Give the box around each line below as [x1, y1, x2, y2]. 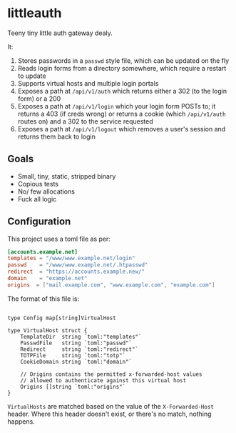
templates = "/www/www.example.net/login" [7, 255, 135, 262]
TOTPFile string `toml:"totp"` [20, 352, 126, 359]
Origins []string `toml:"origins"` [20, 383, 126, 390]
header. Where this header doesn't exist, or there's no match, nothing [7, 409, 212, 418]
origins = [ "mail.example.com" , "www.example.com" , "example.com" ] [7, 281, 215, 289]
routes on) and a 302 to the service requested [17, 116, 153, 126]
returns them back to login [17, 132, 96, 141]
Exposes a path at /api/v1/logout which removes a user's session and [17, 124, 226, 133]
